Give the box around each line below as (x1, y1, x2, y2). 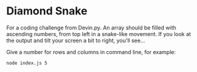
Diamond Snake (6, 4, 88, 18)
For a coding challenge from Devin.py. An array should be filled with (6, 24, 176, 31)
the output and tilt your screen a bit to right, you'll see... (6, 37, 146, 44)
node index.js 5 (6, 60, 47, 66)
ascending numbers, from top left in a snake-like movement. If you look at (6, 30, 192, 37)
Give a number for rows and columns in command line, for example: (6, 48, 176, 55)
